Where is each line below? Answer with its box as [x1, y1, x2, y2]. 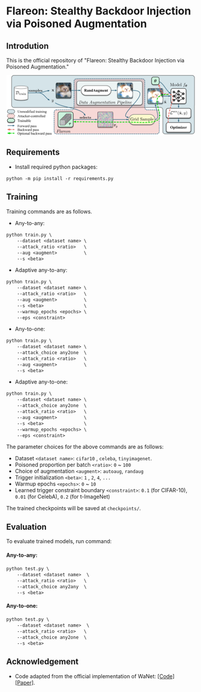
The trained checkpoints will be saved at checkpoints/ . [6, 504, 141, 511]
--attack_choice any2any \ [17, 583, 87, 589]
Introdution [6, 41, 49, 51]
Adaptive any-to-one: [14, 378, 68, 385]
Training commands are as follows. [6, 208, 93, 215]
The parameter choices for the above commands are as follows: [6, 443, 164, 450]
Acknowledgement [6, 657, 79, 667]
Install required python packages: [14, 163, 98, 170]
